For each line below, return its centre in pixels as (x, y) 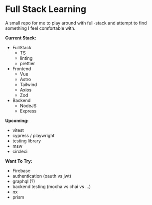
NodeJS (28, 105)
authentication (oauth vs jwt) (42, 176)
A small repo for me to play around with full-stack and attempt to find (76, 23)
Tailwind (28, 84)
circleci (20, 151)
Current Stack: (21, 38)
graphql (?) (24, 181)
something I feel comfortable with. (40, 28)
